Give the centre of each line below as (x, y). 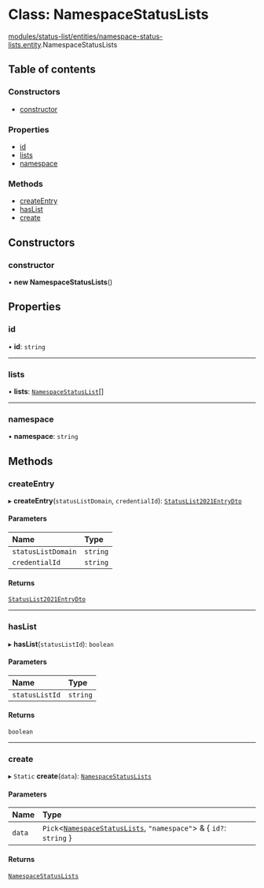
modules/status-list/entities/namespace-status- (86, 36)
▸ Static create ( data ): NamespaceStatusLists (80, 776)
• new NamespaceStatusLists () (60, 282)
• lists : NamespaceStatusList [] (56, 391)
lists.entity (25, 44)
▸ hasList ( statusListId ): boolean (61, 644)
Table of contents (52, 70)
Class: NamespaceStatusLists (108, 15)
